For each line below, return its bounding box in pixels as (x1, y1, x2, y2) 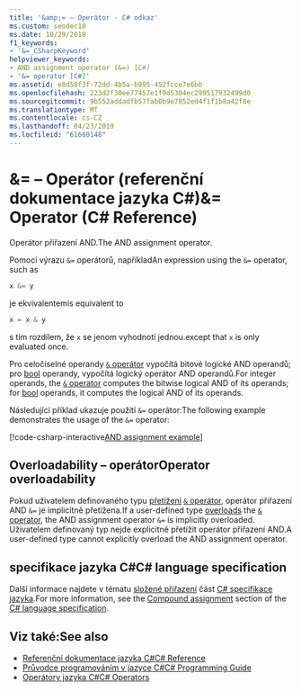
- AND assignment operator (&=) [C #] (9, 64, 151, 73)
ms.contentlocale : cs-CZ (9, 113, 102, 122)
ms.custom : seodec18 (9, 22, 87, 31)
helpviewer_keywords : (9, 55, 91, 64)
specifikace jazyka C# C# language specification (9, 560, 288, 575)
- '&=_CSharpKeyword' (9, 47, 91, 56)
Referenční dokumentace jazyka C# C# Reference (22, 653, 207, 663)
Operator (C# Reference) (9, 208, 198, 228)
